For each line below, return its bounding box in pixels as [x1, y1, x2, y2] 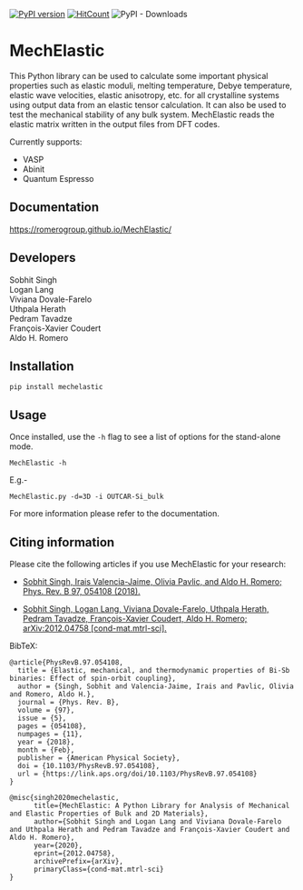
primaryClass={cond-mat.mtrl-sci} [33, 865, 165, 874]
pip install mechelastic [9, 383, 103, 392]
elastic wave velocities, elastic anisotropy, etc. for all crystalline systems [9, 89, 279, 100]
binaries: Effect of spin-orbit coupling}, [9, 674, 177, 683]
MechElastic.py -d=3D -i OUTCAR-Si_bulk [9, 492, 165, 502]
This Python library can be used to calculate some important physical [9, 70, 269, 81]
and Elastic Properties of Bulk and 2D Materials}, [9, 809, 209, 818]
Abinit [22, 164, 45, 175]
